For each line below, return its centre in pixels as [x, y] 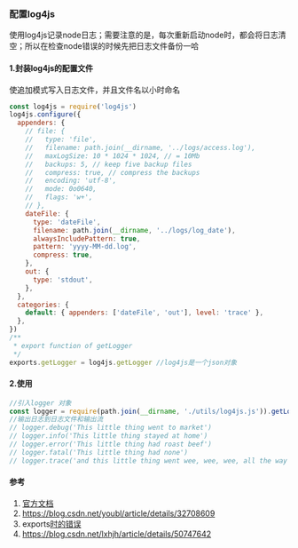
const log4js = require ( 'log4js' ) [73, 107]
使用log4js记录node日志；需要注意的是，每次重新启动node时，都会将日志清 [148, 35]
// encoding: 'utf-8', [71, 181]
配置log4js [32, 13]
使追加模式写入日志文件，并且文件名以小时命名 [94, 90]
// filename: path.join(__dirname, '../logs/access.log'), [140, 147]
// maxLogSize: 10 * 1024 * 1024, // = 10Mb [113, 156]
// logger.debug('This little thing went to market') [111, 428]
